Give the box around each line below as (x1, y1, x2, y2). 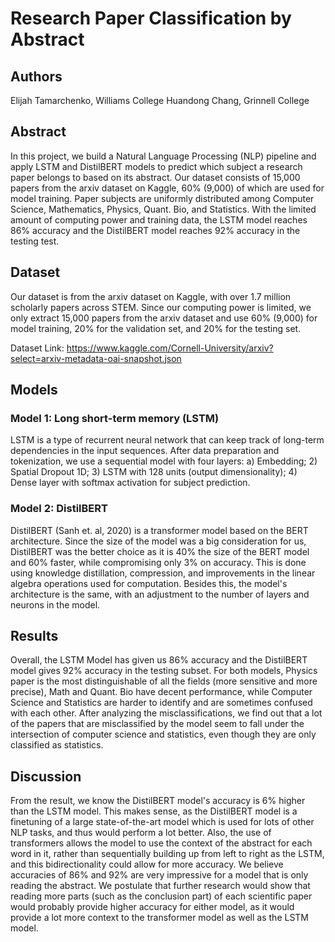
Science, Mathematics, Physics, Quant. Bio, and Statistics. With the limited (10, 203, 317, 215)
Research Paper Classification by (10, 7, 292, 30)
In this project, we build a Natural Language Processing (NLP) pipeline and (10, 150, 317, 162)
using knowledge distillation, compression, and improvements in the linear (10, 567, 316, 579)
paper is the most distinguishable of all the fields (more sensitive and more (10, 675, 318, 687)
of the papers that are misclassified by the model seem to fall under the (10, 718, 305, 730)
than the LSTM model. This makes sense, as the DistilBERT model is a (10, 805, 298, 817)
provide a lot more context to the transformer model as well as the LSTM (10, 912, 309, 924)
